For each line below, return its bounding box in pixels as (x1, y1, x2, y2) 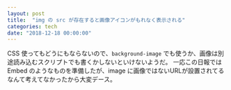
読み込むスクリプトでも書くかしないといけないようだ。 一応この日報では (13, 58, 223, 66)
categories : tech (7, 23, 58, 30)
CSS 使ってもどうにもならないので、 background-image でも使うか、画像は (7, 49, 218, 57)
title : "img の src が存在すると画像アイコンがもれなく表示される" (7, 17, 186, 24)
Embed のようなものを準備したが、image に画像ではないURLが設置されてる (7, 66, 225, 75)
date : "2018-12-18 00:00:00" (7, 29, 92, 37)
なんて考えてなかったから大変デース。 (7, 75, 116, 84)
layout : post (7, 10, 45, 17)
